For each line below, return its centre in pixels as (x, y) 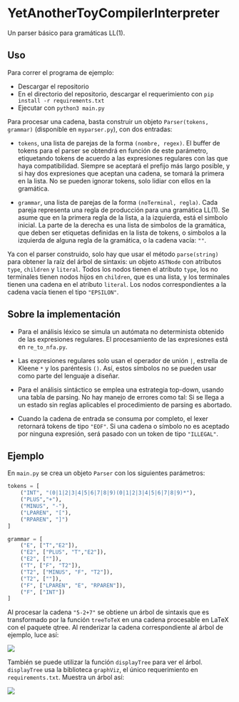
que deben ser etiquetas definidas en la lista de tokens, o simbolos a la (122, 233)
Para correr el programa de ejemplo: (61, 72)
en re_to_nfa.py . (42, 347)
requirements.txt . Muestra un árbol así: (66, 677)
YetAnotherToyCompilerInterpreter (113, 13)
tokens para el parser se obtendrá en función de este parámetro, (113, 151)
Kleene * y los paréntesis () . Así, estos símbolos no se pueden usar (117, 368)
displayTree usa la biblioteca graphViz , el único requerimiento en (103, 670)
